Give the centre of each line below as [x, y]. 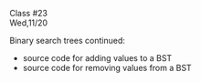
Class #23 [29, 13]
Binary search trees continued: [68, 41]
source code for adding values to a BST [97, 58]
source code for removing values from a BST [107, 68]
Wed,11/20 [29, 23]
